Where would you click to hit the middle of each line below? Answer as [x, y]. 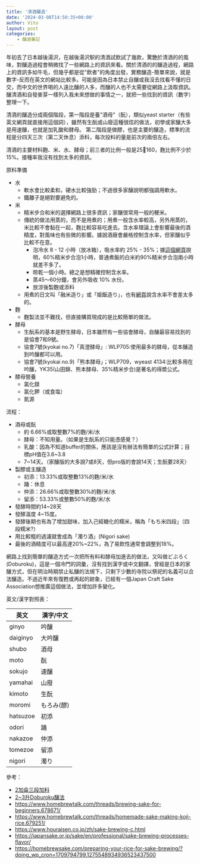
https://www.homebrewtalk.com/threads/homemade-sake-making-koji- [103, 817]
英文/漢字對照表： [28, 599]
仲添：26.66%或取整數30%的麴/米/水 [70, 491]
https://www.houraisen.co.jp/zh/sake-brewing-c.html [80, 829]
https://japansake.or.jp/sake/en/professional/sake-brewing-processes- [102, 836]
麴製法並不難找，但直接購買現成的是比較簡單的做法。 [89, 317]
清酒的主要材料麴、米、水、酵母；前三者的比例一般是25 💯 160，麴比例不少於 [99, 150]
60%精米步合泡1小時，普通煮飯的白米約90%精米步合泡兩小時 [118, 257]
